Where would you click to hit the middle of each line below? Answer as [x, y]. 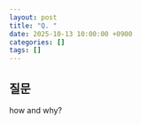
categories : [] [37, 42]
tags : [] [25, 50]
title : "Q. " [33, 26]
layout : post [33, 17]
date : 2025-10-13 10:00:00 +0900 [71, 34]
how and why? [36, 110]
